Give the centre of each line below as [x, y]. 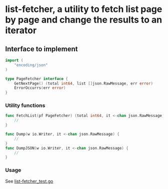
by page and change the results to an [84, 20]
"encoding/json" [31, 65]
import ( [14, 60]
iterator [21, 30]
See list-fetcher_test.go [29, 181]
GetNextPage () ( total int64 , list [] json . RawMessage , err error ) [84, 83]
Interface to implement [41, 49]
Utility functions [25, 105]
